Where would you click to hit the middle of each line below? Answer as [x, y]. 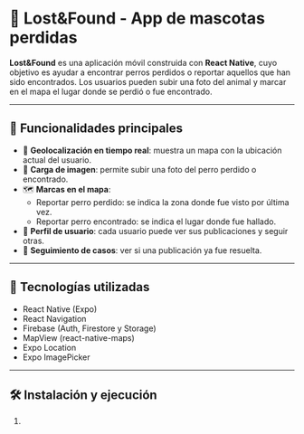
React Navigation [54, 318]
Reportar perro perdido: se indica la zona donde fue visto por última [162, 202]
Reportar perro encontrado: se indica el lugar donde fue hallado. [156, 222]
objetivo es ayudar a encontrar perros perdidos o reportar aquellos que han [150, 72]
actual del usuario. [57, 160]
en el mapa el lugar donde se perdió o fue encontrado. [111, 91]
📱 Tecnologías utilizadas [80, 287]
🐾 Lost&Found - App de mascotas [137, 19]
